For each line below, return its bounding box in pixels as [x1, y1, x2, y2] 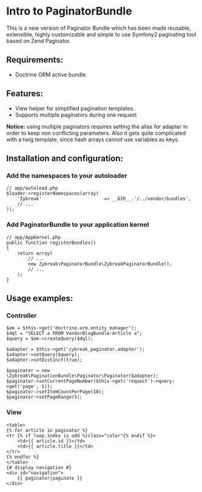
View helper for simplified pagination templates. [15, 104, 135, 112]
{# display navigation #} [6, 464, 72, 471]
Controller [6, 311, 37, 320]
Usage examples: [6, 293, 73, 303]
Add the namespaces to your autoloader [6, 171, 127, 180]
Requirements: [6, 55, 64, 65]
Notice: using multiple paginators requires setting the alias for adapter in [6, 123, 188, 130]
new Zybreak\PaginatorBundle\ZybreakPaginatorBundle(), [28, 261, 172, 267]
